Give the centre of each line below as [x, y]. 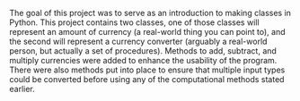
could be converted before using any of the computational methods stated [147, 79]
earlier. [22, 89]
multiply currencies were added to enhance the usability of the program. [143, 60]
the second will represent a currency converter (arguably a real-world [138, 41]
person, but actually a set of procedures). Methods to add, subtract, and [143, 51]
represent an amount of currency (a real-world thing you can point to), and [147, 32]
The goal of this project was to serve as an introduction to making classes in [150, 13]
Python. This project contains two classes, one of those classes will [134, 22]
